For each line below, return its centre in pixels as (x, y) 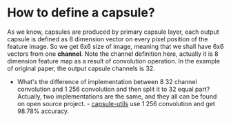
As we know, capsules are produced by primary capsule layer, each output (113, 32)
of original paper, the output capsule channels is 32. (81, 68)
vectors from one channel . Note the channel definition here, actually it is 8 (113, 54)
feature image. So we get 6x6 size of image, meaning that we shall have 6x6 (115, 46)
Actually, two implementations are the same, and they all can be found (117, 96)
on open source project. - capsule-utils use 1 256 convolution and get (116, 103)
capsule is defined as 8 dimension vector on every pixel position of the (108, 39)
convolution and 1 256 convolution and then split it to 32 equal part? (113, 89)
